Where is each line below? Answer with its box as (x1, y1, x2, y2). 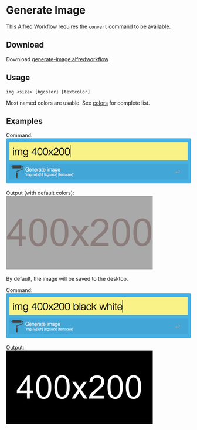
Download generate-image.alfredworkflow (6, 55, 109, 62)
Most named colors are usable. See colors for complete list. (6, 99, 150, 106)
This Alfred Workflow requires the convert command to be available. (6, 23, 171, 30)
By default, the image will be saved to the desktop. (6, 275, 128, 282)
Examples (6, 116, 43, 126)
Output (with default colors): (6, 189, 74, 196)
